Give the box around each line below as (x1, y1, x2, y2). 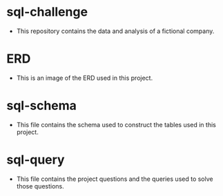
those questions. (16, 182, 65, 190)
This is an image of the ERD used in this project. (16, 74, 153, 82)
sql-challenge (6, 4, 88, 20)
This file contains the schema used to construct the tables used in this (16, 120, 217, 129)
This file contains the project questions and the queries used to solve (16, 175, 213, 183)
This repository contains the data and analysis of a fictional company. (16, 27, 215, 35)
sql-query (6, 152, 65, 167)
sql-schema (6, 98, 77, 113)
